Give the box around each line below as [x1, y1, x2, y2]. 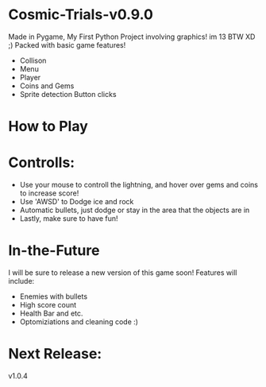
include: [8, 277, 35, 285]
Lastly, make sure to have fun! [19, 214, 118, 223]
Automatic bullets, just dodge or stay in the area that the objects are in [19, 205, 250, 215]
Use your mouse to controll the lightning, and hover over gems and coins [19, 180, 258, 190]
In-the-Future [8, 242, 100, 260]
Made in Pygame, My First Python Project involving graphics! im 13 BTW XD [8, 32, 256, 41]
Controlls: [8, 153, 75, 172]
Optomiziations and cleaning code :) [19, 317, 139, 327]
